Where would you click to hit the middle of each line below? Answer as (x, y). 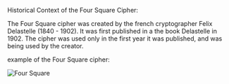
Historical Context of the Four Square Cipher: (73, 10)
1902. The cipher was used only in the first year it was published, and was (115, 38)
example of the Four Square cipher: (59, 59)
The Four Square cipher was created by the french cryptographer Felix (110, 23)
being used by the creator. (45, 46)
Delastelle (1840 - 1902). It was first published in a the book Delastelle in (112, 31)
